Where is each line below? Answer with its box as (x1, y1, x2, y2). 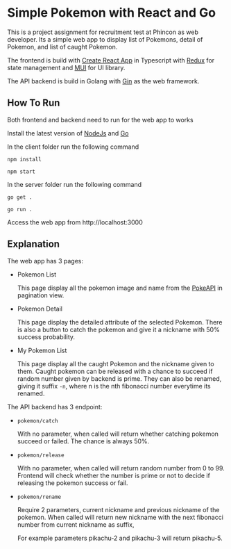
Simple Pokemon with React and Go (7, 5, 216, 21)
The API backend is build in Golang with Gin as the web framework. (7, 76, 200, 85)
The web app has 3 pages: (7, 256, 84, 265)
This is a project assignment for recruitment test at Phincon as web (7, 28, 199, 36)
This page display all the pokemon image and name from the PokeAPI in (17, 284, 223, 292)
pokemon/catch (17, 417, 58, 425)
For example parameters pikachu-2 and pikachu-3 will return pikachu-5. (17, 534, 223, 542)
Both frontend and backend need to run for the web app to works (7, 115, 194, 124)
